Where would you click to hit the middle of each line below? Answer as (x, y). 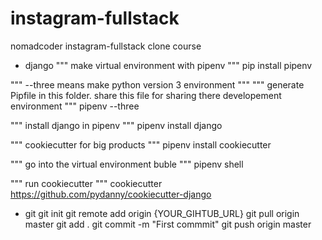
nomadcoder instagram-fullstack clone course (106, 46)
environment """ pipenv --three (75, 106)
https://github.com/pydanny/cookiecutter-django (111, 194)
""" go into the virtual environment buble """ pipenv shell (127, 164)
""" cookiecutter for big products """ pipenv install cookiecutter (141, 144)
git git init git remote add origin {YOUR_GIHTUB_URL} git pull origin (162, 213)
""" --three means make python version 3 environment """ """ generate (157, 84)
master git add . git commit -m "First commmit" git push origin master (168, 224)
